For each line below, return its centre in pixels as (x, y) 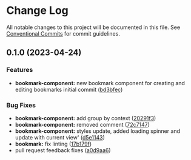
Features (20, 70)
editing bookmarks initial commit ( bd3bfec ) (69, 89)
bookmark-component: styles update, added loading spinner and (98, 131)
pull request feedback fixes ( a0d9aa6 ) (63, 150)
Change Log (37, 11)
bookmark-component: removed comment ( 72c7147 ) (82, 124)
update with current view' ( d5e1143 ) (60, 137)
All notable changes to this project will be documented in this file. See (93, 27)
